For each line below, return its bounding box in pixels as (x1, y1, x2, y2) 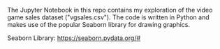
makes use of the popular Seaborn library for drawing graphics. (7, 21, 191, 28)
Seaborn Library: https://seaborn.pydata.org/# (7, 34, 141, 42)
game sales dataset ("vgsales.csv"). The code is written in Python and (7, 13, 210, 21)
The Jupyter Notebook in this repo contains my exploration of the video (7, 6, 213, 14)
